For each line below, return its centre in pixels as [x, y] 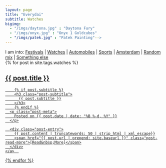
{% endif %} [26, 107]
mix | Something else [27, 57]
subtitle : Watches [24, 19]
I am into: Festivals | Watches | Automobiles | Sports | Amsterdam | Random [83, 52]
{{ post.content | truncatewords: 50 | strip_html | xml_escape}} [85, 133]
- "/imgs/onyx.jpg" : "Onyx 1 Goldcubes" [53, 33]
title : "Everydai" [24, 14]
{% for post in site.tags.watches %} [42, 62]
